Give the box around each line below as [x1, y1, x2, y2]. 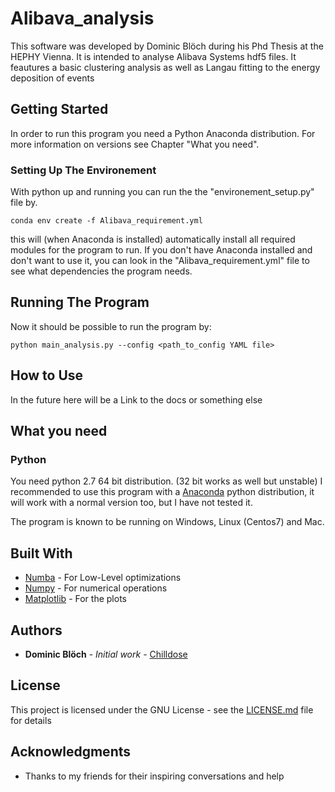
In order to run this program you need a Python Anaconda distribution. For [10, 127, 316, 139]
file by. [10, 197, 38, 209]
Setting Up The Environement [10, 163, 157, 177]
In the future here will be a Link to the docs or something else [10, 393, 263, 406]
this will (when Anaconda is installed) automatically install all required [10, 233, 296, 246]
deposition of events [10, 72, 95, 84]
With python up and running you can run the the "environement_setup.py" [10, 186, 315, 198]
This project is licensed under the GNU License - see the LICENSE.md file [10, 703, 314, 716]
